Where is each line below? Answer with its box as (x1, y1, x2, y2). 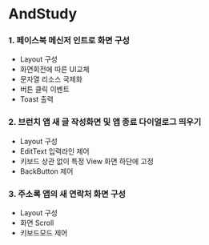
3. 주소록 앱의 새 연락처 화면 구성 (8, 188, 127, 199)
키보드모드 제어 (19, 228, 68, 238)
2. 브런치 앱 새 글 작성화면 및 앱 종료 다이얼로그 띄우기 (8, 117, 202, 128)
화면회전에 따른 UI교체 (19, 65, 90, 74)
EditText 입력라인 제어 (19, 146, 90, 156)
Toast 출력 (19, 94, 54, 104)
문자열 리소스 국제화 (19, 74, 82, 84)
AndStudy (8, 5, 78, 23)
